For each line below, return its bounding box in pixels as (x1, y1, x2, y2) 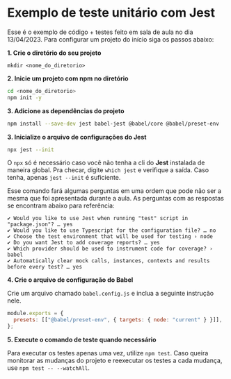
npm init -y (7, 94, 42, 101)
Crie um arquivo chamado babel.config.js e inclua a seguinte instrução (7, 289, 214, 298)
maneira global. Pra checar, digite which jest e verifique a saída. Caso (7, 166, 209, 174)
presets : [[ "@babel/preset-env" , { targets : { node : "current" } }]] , (13, 317, 223, 323)
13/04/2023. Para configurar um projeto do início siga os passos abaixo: (7, 35, 214, 43)
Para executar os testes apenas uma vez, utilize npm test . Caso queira (7, 349, 209, 357)
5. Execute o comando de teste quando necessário (7, 335, 157, 344)
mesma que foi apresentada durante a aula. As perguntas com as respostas (7, 194, 224, 203)
